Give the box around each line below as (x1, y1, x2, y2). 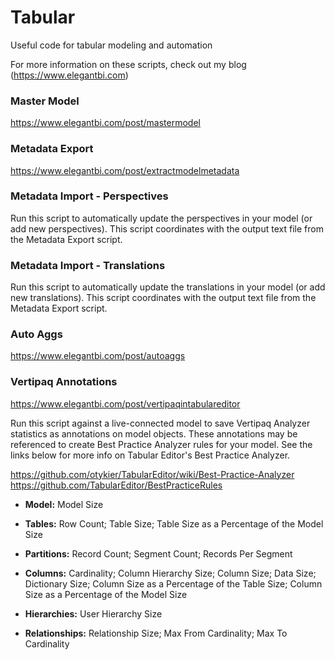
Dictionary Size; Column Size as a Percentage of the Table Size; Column (24, 577, 323, 590)
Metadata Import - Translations (10, 258, 166, 272)
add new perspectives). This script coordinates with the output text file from (10, 222, 324, 235)
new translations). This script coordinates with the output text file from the (10, 292, 317, 304)
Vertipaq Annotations (10, 375, 118, 389)
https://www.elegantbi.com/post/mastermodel (10, 117, 201, 129)
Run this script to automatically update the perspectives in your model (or (10, 212, 313, 224)
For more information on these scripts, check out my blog (10, 58, 247, 70)
